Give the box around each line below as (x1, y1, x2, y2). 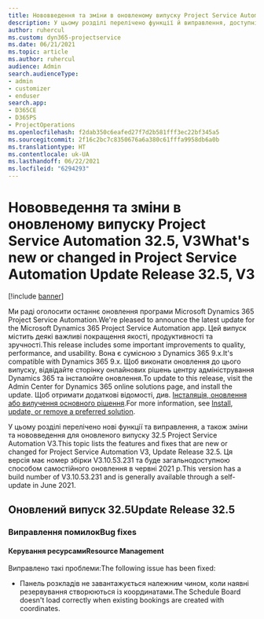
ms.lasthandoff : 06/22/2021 (8, 158, 101, 166)
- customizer (8, 84, 51, 93)
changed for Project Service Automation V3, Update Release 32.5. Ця (8, 447, 233, 456)
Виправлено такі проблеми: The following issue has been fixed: (8, 563, 216, 573)
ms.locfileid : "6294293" (8, 165, 90, 173)
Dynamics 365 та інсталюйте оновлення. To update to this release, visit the (8, 373, 253, 383)
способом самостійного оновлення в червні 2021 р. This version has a (8, 463, 242, 473)
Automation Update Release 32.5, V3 (8, 266, 255, 284)
